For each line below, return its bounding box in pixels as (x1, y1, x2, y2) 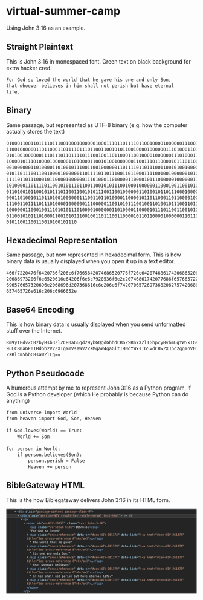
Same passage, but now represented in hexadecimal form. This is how (6, 251, 181, 258)
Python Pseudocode (6, 368, 85, 379)
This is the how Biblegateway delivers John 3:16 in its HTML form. (6, 496, 170, 503)
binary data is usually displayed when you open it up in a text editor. (6, 258, 175, 265)
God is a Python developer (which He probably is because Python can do (6, 391, 189, 397)
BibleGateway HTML (6, 480, 85, 491)
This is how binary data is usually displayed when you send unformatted (6, 321, 186, 328)
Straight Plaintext (6, 42, 74, 52)
